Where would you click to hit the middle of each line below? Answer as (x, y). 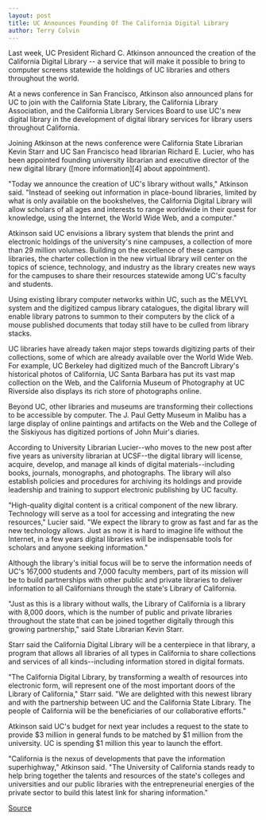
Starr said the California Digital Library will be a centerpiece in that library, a (132, 645)
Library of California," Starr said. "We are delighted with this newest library (130, 694)
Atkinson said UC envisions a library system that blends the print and (121, 233)
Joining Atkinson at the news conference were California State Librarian (126, 143)
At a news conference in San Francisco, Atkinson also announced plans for (131, 94)
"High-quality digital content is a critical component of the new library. (123, 505)
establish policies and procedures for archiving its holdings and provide (125, 481)
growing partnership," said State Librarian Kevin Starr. (96, 630)
